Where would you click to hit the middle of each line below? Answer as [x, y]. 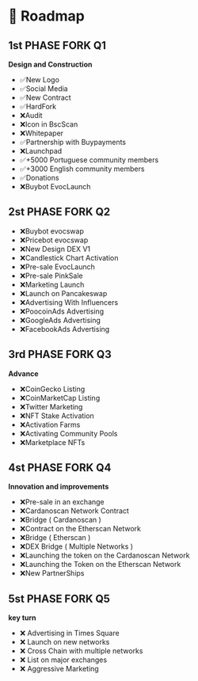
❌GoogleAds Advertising [60, 320]
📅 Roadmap [46, 16]
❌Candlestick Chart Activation [69, 257]
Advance [23, 373]
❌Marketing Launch [52, 284]
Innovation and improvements [59, 487]
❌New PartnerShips [52, 573]
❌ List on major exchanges [63, 660]
